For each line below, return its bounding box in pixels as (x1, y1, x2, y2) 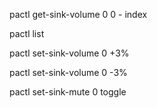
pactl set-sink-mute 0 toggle (9, 86, 127, 98)
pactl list (9, 28, 45, 39)
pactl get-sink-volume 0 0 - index (9, 9, 148, 20)
